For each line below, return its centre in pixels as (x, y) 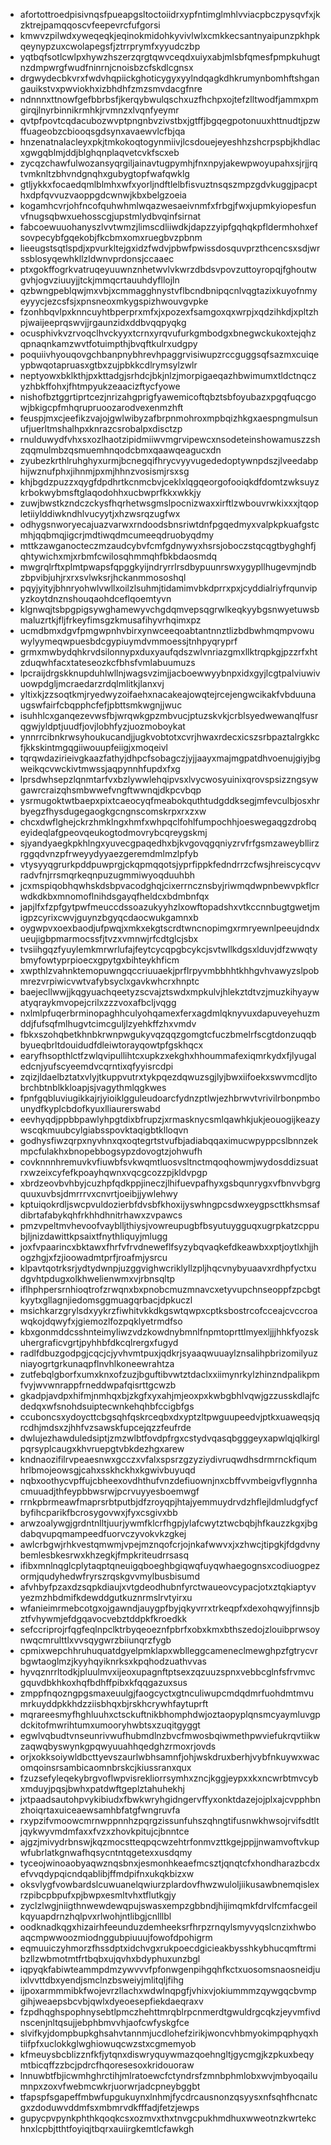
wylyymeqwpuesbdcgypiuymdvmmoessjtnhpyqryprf (128, 641)
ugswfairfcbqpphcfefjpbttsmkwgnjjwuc (101, 705)
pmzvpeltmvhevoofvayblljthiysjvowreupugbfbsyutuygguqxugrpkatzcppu (169, 1225)
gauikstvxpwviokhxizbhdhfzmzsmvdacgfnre (111, 88)
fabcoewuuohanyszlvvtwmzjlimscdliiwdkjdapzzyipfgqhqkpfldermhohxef (168, 227)
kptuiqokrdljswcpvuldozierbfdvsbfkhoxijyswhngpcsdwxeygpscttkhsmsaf (170, 1204)
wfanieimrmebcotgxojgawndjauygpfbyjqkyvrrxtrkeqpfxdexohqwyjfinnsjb (169, 1608)
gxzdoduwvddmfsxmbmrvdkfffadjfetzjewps (109, 2107)
